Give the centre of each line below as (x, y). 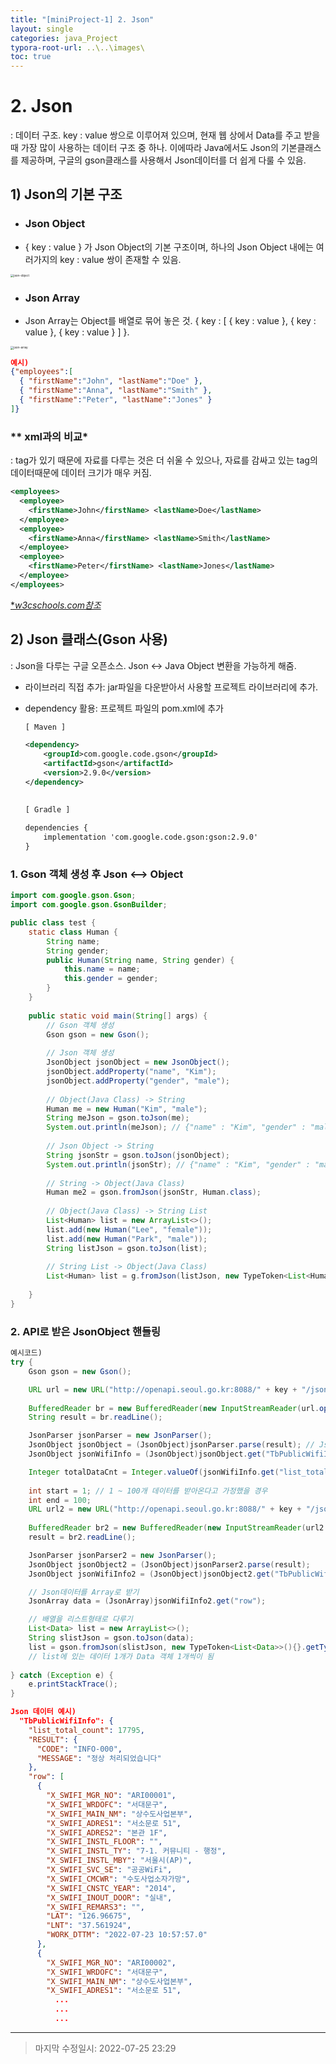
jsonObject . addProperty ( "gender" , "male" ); (138, 1081)
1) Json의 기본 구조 (66, 194)
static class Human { (73, 932)
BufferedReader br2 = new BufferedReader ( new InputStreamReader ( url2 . (178, 1528)
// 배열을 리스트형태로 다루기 (80, 1619)
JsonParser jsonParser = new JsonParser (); (120, 1436)
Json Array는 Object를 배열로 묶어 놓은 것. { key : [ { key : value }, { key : (170, 321)
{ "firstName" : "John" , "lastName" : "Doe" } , (111, 381)
